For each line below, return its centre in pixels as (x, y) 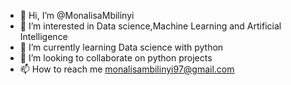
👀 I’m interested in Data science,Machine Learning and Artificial (150, 26)
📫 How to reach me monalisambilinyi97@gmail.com (127, 69)
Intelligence (43, 36)
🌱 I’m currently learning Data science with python (121, 47)
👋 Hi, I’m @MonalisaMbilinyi (77, 15)
